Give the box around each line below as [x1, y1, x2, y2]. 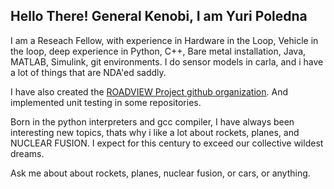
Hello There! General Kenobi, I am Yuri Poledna [10, 8, 308, 25]
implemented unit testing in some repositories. [10, 96, 202, 108]
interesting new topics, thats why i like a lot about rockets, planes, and [10, 126, 300, 138]
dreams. [10, 147, 45, 159]
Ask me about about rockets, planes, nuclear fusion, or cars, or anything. [10, 167, 311, 179]
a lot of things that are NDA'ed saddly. [10, 66, 167, 78]
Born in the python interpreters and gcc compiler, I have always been [10, 115, 295, 128]
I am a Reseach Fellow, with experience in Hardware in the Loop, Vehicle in [10, 34, 319, 46]
